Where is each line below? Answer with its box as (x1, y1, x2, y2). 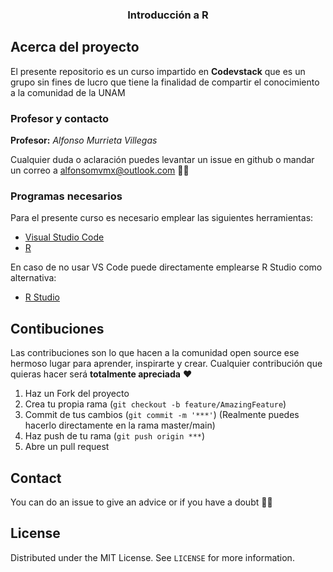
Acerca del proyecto (10, 39, 140, 56)
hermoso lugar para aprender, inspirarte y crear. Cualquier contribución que (10, 358, 323, 370)
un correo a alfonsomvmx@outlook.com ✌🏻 (10, 164, 190, 177)
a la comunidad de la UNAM (10, 86, 126, 98)
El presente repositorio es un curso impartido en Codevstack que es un (10, 65, 306, 77)
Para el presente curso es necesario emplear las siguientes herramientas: (10, 212, 314, 224)
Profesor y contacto (10, 111, 110, 125)
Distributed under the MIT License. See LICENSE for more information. (10, 551, 295, 563)
